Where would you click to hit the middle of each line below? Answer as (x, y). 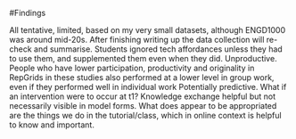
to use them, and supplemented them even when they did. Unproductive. (144, 58)
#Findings (28, 13)
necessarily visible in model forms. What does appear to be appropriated (143, 106)
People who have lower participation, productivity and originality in (132, 68)
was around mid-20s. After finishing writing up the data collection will (137, 40)
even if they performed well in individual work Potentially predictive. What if (148, 87)
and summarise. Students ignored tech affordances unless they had (158, 49)
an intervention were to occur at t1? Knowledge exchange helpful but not (143, 96)
